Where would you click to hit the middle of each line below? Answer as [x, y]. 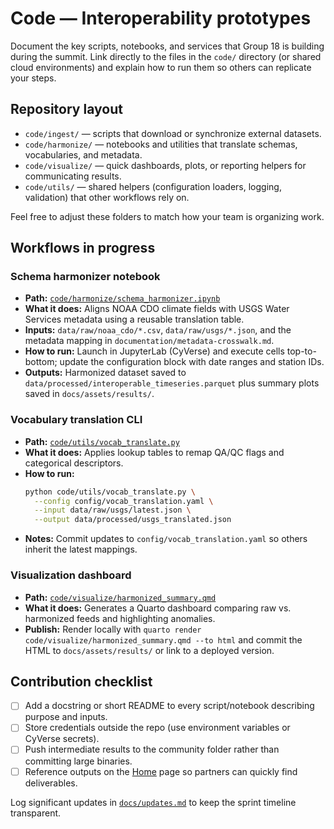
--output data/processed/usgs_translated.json [133, 520]
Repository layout [66, 109]
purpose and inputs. [66, 717]
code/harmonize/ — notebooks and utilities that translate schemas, [161, 144]
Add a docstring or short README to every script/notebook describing [169, 706]
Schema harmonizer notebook [85, 277]
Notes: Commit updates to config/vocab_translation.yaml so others [166, 539]
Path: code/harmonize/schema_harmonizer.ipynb [122, 298]
